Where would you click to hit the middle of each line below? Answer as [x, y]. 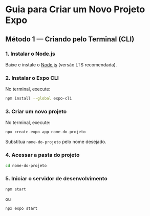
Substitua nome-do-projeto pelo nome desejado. [56, 142]
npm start [16, 189]
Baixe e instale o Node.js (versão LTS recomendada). [61, 64]
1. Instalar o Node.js [30, 54]
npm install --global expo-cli [39, 99]
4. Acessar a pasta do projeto [42, 155]
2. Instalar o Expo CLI [32, 78]
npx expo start [22, 208]
